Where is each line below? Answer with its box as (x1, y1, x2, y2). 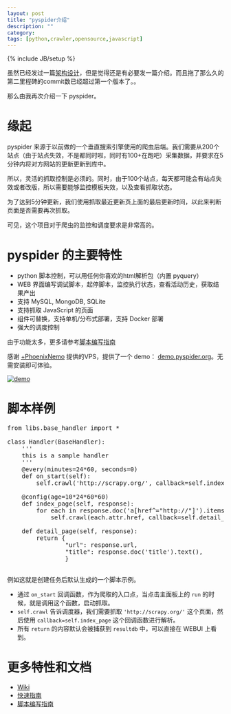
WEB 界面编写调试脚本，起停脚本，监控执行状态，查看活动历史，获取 (16, 280, 214, 288)
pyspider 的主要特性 (7, 248, 122, 263)
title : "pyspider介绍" (7, 17, 70, 23)
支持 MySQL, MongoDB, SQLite (16, 297, 107, 305)
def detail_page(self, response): (21, 527, 138, 535)
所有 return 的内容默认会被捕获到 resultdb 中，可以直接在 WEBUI (16, 624, 203, 633)
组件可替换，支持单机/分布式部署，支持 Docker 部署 (16, 314, 164, 323)
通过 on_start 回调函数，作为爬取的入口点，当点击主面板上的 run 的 (16, 589, 209, 598)
